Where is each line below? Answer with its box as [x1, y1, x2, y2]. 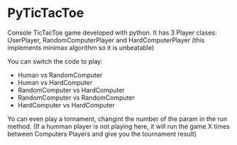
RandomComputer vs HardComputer [17, 86, 126, 94]
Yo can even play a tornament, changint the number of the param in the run [7, 115, 228, 123]
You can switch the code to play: [7, 57, 103, 65]
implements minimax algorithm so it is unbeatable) [7, 43, 155, 52]
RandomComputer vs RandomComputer [17, 93, 135, 102]
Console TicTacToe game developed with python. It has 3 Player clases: [7, 28, 217, 37]
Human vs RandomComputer [17, 71, 103, 79]
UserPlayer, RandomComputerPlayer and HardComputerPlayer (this [7, 35, 205, 44]
